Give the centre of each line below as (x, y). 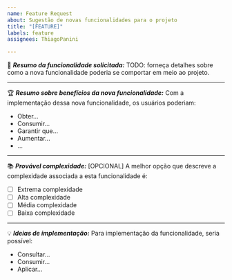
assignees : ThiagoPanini (43, 40)
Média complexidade (47, 205)
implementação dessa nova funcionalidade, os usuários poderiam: (101, 103)
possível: (20, 241)
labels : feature (30, 33)
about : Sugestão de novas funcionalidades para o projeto (92, 20)
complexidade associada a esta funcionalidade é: (77, 176)
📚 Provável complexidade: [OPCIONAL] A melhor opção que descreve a (112, 166)
